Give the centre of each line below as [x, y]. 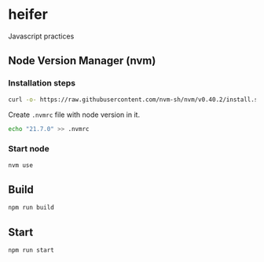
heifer [28, 15]
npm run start [31, 250]
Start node [29, 149]
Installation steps [42, 83]
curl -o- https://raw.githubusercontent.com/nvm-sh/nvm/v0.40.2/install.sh [135, 100]
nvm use [21, 165]
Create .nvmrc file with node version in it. [74, 115]
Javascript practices [41, 36]
